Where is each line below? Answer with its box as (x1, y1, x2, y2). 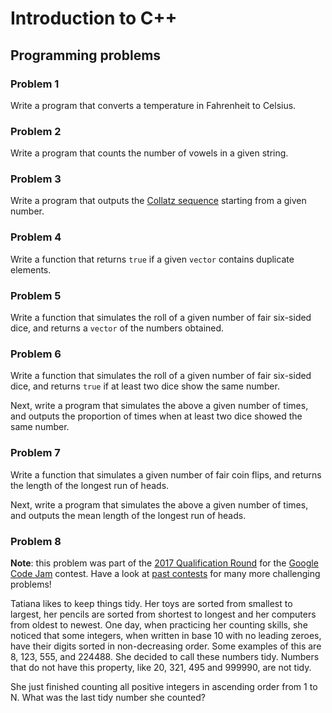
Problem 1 (10, 77, 60, 91)
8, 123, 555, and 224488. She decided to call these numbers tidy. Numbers (10, 650, 320, 662)
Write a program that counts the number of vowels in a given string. (10, 147, 289, 159)
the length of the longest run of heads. (10, 479, 170, 491)
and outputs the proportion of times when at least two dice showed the (10, 410, 303, 422)
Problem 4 (10, 230, 62, 244)
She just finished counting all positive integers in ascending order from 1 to (10, 680, 318, 692)
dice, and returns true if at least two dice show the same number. (10, 380, 280, 392)
